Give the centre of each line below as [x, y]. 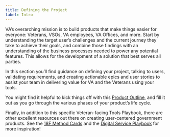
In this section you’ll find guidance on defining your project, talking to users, [85, 71]
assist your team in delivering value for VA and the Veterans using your [80, 82]
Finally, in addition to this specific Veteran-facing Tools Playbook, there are [84, 113]
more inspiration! [23, 129]
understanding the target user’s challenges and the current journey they [81, 40]
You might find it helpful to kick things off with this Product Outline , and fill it [85, 97]
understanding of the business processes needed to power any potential [82, 51]
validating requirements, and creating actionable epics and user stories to [83, 77]
